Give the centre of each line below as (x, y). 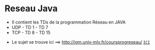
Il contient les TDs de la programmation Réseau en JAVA (69, 22)
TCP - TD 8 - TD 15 (31, 32)
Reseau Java (31, 9)
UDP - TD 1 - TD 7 (30, 27)
